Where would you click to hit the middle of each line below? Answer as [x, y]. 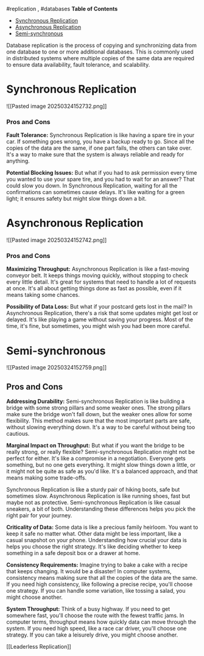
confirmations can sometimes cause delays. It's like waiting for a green [95, 192]
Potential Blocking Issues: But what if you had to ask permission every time [102, 173]
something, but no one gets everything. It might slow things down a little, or [101, 465]
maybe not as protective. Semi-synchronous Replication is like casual [93, 503]
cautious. [18, 434]
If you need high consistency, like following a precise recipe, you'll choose [100, 584]
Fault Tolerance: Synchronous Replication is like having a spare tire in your [100, 135]
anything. [18, 161]
